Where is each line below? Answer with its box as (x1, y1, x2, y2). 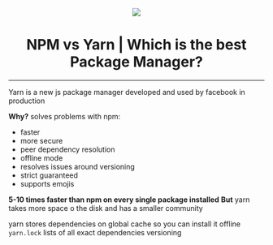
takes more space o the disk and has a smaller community (8, 203, 203, 213)
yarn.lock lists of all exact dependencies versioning (8, 227, 182, 237)
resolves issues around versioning (19, 161, 136, 171)
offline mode (19, 153, 63, 162)
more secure (19, 135, 63, 145)
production (8, 96, 45, 105)
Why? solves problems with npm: (8, 111, 121, 121)
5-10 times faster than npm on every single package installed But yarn (8, 195, 250, 204)
